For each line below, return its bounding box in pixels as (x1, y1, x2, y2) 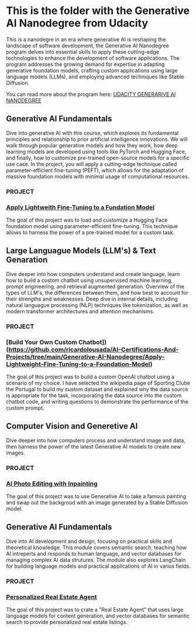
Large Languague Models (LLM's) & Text (6, 246, 156, 256)
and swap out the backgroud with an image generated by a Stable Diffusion (6, 499, 188, 506)
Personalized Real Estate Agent (6, 592, 98, 601)
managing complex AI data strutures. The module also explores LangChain (6, 556, 186, 563)
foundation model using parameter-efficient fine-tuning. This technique (6, 222, 178, 229)
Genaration (6, 255, 48, 265)
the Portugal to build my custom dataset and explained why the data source (6, 386, 188, 392)
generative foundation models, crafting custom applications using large (6, 67, 178, 74)
